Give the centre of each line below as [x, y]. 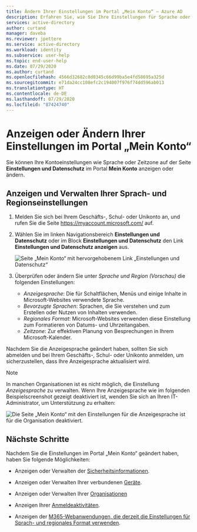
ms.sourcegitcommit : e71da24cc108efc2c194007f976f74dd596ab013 [85, 83]
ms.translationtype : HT [35, 88]
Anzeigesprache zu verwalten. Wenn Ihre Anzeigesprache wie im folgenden [98, 390]
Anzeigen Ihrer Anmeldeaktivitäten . [57, 505]
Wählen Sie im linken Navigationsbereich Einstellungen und [87, 235]
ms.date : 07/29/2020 [31, 66]
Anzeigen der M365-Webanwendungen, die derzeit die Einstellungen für [102, 517]
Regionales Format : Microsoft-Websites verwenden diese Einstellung [107, 319]
